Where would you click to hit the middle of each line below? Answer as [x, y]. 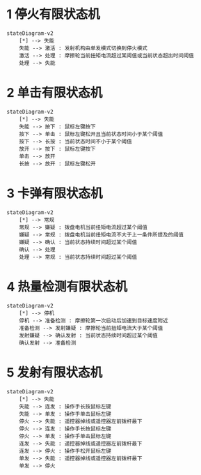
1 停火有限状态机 [53, 14]
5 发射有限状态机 [55, 372]
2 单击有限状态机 [55, 93]
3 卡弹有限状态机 [55, 194]
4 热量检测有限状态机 [67, 287]
